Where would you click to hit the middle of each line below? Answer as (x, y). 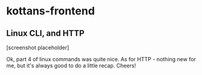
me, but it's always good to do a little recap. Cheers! (71, 65)
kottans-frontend (50, 11)
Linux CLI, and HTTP (45, 33)
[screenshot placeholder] (38, 47)
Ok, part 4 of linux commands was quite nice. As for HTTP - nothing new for (101, 59)
